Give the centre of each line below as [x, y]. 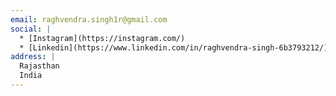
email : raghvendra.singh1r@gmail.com [89, 19]
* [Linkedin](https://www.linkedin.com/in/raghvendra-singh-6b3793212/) [174, 47]
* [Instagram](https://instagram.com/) [102, 38]
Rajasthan [39, 66]
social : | [31, 29]
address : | [33, 57]
